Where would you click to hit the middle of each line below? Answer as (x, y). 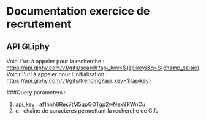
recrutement (39, 24)
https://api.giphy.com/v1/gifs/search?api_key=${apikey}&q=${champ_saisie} (103, 68)
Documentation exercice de (78, 11)
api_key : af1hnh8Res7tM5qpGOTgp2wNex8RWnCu (80, 104)
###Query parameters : (36, 92)
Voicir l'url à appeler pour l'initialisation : (57, 74)
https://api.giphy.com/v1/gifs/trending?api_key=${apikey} (79, 81)
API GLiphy (28, 47)
